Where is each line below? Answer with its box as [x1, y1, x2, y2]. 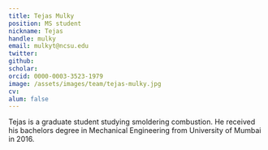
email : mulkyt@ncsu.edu [8, 42, 89, 50]
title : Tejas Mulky [8, 11, 75, 20]
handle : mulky [8, 34, 57, 43]
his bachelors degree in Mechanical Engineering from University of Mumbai [8, 126, 262, 135]
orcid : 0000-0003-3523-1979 [8, 72, 104, 80]
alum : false [8, 95, 49, 103]
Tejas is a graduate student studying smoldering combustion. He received [8, 117, 256, 126]
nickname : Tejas [8, 27, 63, 35]
